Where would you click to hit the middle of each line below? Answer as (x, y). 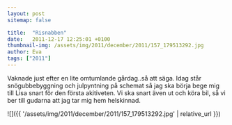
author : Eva (24, 52)
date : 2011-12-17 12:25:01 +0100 (59, 39)
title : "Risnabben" (37, 33)
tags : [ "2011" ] (29, 59)
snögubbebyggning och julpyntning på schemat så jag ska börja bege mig (114, 85)
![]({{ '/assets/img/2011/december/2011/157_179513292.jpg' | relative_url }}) (114, 114)
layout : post (26, 14)
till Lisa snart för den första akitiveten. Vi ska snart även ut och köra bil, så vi (116, 93)
